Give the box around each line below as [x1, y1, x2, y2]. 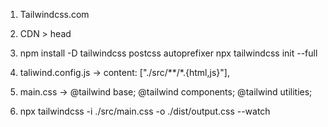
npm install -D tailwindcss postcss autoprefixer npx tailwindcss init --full [19, 47, 318, 59]
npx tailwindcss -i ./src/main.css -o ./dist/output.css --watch [19, 105, 271, 117]
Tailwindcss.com [19, 9, 90, 20]
